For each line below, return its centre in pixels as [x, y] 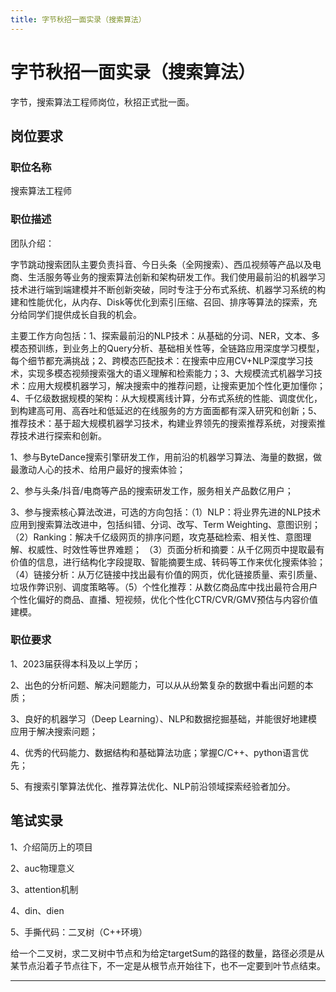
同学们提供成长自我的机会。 [84, 314]
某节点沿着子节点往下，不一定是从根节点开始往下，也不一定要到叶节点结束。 [168, 965]
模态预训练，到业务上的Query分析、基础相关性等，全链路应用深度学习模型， [167, 348]
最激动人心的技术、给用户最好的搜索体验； [98, 469]
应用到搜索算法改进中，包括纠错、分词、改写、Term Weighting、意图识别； [166, 524]
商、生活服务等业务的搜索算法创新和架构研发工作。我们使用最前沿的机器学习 [168, 277]
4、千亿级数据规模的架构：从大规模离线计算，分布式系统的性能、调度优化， [166, 398]
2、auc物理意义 [42, 868]
